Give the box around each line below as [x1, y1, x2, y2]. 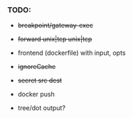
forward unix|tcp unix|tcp [17, 35, 92, 43]
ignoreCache [17, 63, 56, 71]
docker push [17, 90, 55, 99]
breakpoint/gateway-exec [17, 21, 94, 30]
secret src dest [17, 76, 63, 85]
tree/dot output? [17, 104, 66, 112]
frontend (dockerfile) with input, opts [17, 48, 126, 58]
